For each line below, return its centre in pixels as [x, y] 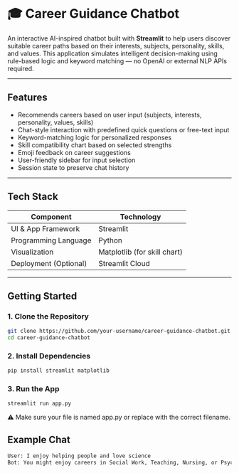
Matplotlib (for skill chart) [140, 252]
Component [52, 216]
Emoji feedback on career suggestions [74, 152]
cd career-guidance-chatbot [49, 338]
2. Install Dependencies [49, 356]
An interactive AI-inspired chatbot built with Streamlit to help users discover [119, 38]
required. [21, 68]
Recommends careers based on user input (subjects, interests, [110, 115]
